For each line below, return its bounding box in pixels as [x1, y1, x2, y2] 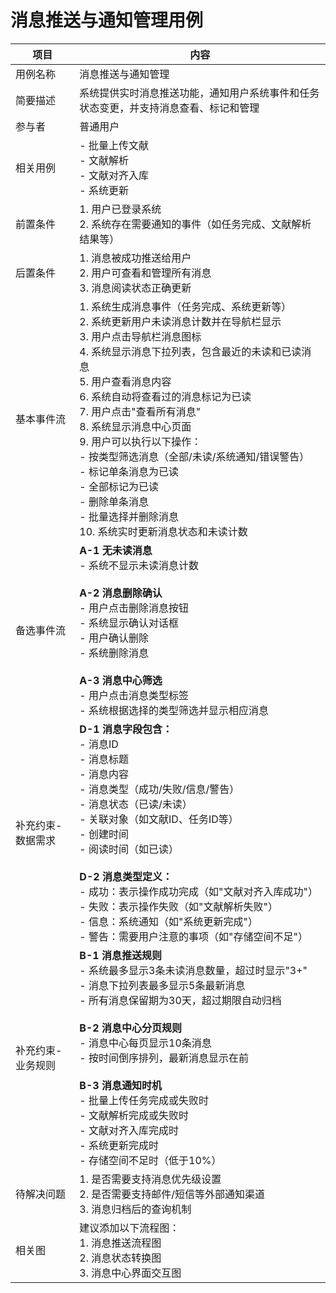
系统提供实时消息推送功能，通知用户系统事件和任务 [79, 86, 320, 100]
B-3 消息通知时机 [79, 1078, 162, 1092]
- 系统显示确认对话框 [79, 616, 180, 630]
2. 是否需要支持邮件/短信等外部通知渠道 [79, 1187, 266, 1201]
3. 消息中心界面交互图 [79, 1266, 182, 1280]
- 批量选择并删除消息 [79, 509, 180, 523]
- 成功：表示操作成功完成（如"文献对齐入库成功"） [79, 884, 318, 898]
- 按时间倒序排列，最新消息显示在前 [79, 1051, 250, 1065]
